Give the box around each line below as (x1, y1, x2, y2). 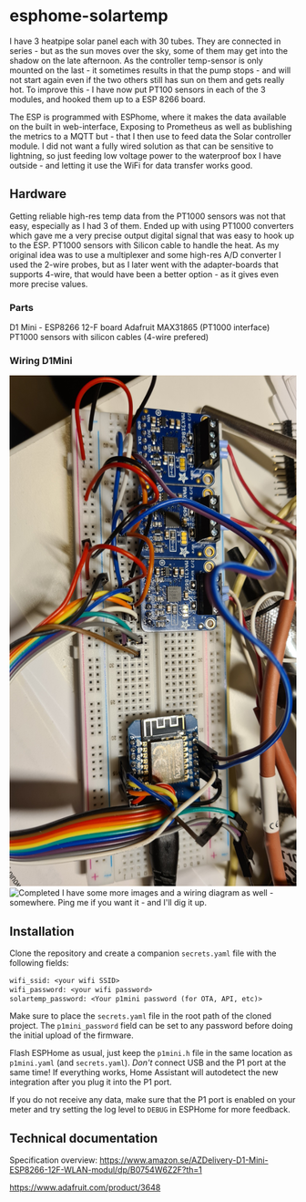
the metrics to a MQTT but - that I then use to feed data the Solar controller (9, 130, 291, 141)
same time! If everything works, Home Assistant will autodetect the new (9, 1067, 279, 1078)
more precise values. (9, 278, 88, 289)
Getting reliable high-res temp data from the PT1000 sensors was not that (9, 211, 286, 222)
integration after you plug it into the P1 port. (9, 1077, 172, 1088)
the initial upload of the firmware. (9, 1030, 134, 1041)
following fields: (9, 958, 69, 969)
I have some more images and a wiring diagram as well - (62, 887, 274, 898)
